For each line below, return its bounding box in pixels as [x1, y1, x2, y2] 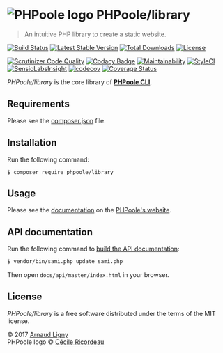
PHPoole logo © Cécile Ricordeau [7, 338, 105, 346]
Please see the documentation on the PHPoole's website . [7, 206, 172, 214]
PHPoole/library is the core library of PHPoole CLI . [7, 77, 152, 86]
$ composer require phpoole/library [7, 168, 114, 175]
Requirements [7, 98, 70, 110]
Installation [7, 136, 57, 149]
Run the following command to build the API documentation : [7, 244, 180, 253]
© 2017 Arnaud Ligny [7, 330, 68, 338]
